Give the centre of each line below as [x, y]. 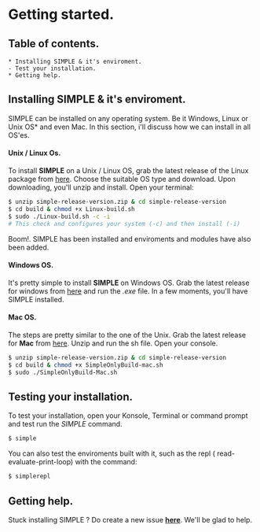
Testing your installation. [71, 396]
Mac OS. [22, 317]
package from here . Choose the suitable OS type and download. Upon [122, 179]
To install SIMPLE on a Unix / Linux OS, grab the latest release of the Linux [128, 171]
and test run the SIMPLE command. [66, 424]
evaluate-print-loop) [41, 462]
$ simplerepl [29, 477]
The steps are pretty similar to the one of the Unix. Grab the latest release [127, 334]
